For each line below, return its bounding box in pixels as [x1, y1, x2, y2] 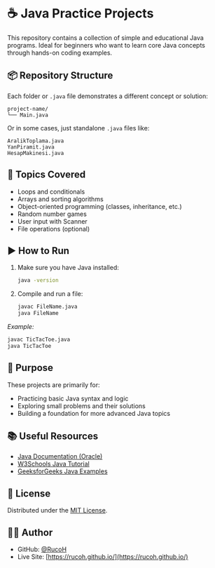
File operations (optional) [17, 224, 90, 233]
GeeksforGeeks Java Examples [17, 467, 108, 475]
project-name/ [7, 105, 49, 112]
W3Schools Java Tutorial [17, 460, 90, 468]
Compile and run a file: [17, 290, 83, 298]
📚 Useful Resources [7, 430, 99, 442]
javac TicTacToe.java [7, 336, 71, 343]
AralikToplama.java [7, 137, 64, 144]
